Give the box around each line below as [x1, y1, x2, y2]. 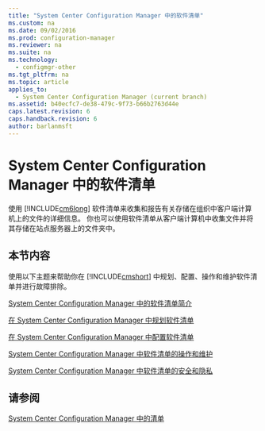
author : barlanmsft [8, 122, 73, 130]
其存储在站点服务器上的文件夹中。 [8, 223, 120, 233]
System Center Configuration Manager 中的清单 [8, 414, 165, 423]
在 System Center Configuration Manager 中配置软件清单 [8, 332, 194, 341]
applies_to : [8, 85, 48, 94]
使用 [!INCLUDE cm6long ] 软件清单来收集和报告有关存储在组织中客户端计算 [8, 203, 252, 213]
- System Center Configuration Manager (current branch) [15, 93, 208, 101]
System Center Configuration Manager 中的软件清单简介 [8, 298, 193, 308]
